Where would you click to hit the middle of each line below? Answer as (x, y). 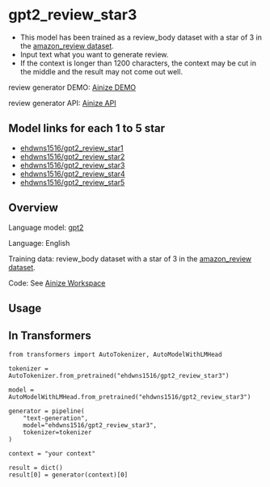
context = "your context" (52, 453)
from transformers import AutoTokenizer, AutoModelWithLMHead (115, 354)
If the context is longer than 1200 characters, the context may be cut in (138, 63)
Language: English (39, 243)
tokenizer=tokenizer (57, 432)
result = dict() (36, 468)
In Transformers (50, 336)
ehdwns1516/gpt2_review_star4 (72, 174)
